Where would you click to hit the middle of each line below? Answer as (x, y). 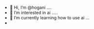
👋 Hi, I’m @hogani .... (31, 7)
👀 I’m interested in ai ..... (34, 13)
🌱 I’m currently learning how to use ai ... (49, 18)
